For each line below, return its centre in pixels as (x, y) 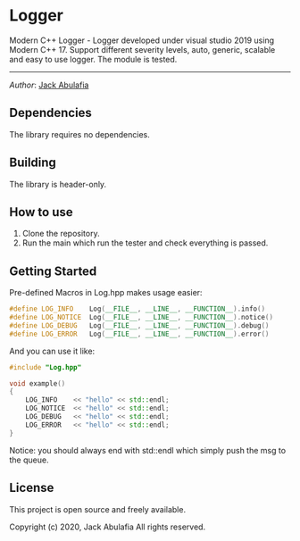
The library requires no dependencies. (79, 134)
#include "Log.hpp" (46, 367)
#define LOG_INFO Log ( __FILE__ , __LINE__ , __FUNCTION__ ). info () (137, 309)
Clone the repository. (61, 234)
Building (33, 163)
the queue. (29, 460)
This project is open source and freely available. (97, 509)
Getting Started (53, 271)
